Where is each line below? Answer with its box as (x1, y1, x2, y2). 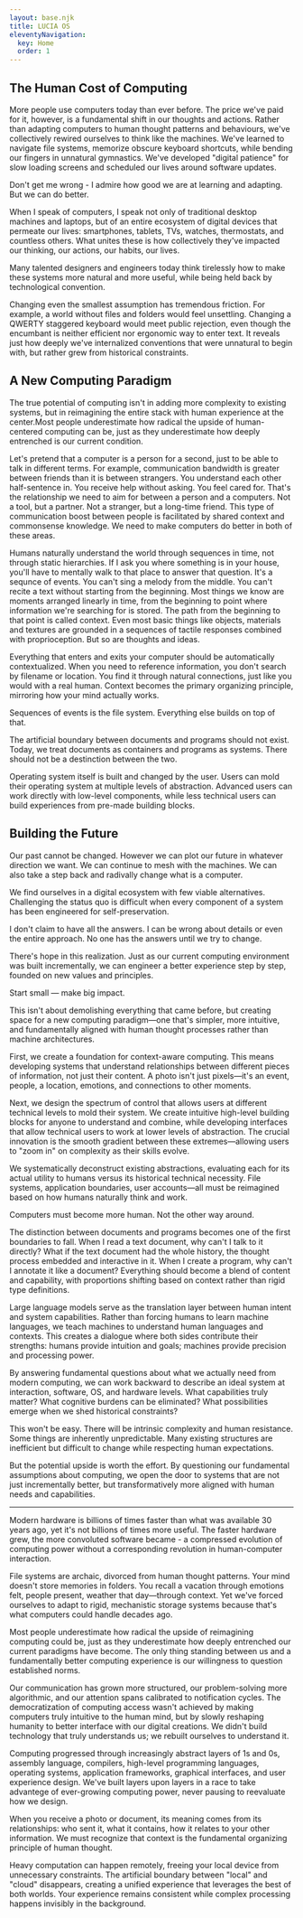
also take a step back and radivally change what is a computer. (9, 869, 243, 880)
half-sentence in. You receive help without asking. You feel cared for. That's (9, 482, 291, 492)
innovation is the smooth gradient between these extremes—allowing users (9, 1136, 289, 1146)
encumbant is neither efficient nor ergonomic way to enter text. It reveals (9, 327, 280, 339)
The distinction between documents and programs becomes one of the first (9, 1226, 291, 1238)
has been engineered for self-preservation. (9, 905, 170, 917)
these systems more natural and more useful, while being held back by (9, 272, 272, 283)
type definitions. (9, 1284, 70, 1295)
